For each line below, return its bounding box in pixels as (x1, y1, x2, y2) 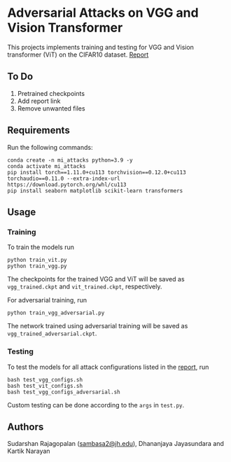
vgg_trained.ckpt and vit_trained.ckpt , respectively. (7, 282, 162, 291)
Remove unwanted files (17, 104, 85, 113)
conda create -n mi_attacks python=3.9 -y (7, 156, 133, 164)
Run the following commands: (7, 143, 93, 151)
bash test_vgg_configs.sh (7, 376, 83, 383)
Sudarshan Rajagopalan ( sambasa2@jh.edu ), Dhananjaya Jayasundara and (7, 440, 224, 448)
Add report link (17, 97, 61, 105)
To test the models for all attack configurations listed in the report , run (7, 363, 209, 371)
